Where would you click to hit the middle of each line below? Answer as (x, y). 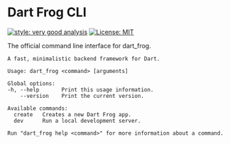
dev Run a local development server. (77, 121)
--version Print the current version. (82, 96)
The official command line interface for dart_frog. (79, 45)
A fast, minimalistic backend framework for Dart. (84, 59)
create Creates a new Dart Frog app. (73, 114)
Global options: (31, 83)
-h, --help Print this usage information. (81, 89)
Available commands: (38, 108)
